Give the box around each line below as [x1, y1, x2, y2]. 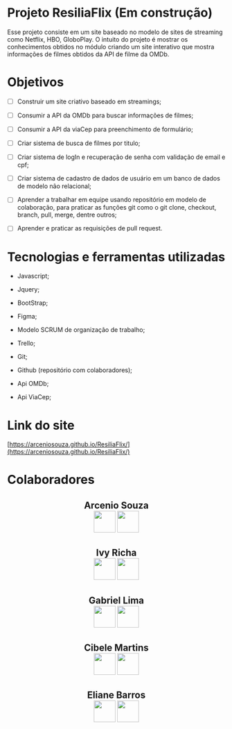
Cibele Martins [84, 642, 149, 653]
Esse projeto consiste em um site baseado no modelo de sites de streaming [7, 28, 223, 36]
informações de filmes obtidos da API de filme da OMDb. [7, 50, 170, 58]
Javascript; [17, 272, 50, 280]
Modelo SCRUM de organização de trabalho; [17, 326, 145, 334]
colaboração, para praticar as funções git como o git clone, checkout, [17, 203, 217, 212]
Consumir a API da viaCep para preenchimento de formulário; [17, 125, 194, 133]
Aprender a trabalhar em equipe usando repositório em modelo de [17, 196, 206, 204]
